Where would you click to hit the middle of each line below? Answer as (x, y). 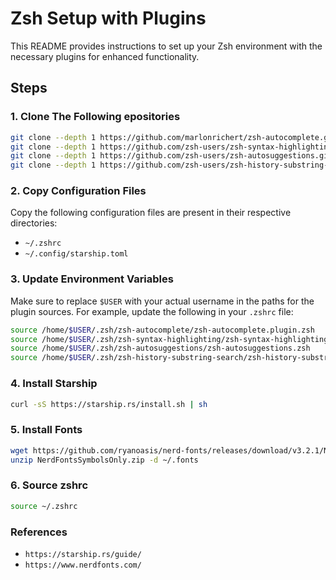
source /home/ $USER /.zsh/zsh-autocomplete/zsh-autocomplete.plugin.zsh (162, 330)
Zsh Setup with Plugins (108, 18)
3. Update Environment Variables (92, 279)
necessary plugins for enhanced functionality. (105, 56)
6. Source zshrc (49, 485)
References (39, 532)
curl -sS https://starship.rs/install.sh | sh (109, 404)
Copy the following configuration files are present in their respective (151, 213)
